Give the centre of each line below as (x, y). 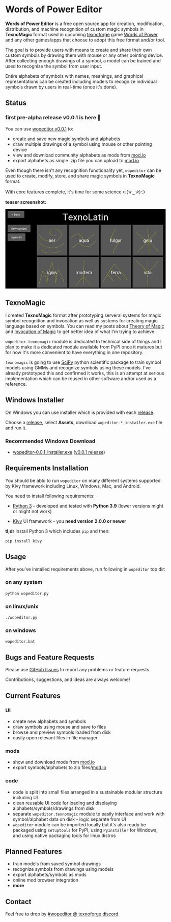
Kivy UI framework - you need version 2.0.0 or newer (69, 521)
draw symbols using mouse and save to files (59, 727)
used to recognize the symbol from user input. (54, 66)
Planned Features (34, 851)
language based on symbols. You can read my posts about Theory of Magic (85, 326)
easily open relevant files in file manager (55, 737)
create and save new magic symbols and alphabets (66, 139)
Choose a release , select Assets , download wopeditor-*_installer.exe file (84, 422)
